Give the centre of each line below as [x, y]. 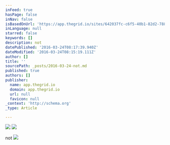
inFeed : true [19, 10]
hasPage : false [21, 15]
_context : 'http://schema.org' [38, 104]
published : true [22, 71]
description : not [24, 43]
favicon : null [25, 99]
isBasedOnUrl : [20, 24]
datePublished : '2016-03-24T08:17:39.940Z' [52, 47]
